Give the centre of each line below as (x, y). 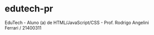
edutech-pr (29, 9)
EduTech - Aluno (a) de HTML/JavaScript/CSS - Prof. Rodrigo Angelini (77, 22)
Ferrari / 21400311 (23, 27)
